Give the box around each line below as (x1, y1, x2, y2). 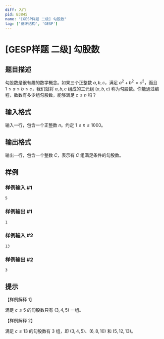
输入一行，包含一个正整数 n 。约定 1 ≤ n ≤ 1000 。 (5, 122, 106, 128)
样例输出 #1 (5, 208, 32, 215)
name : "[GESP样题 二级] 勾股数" (5, 16, 67, 21)
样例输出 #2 (5, 256, 34, 263)
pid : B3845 (5, 12, 28, 17)
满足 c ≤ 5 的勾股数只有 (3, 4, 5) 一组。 (5, 307, 84, 313)
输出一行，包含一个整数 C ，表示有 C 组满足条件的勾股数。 (5, 152, 124, 158)
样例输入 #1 (5, 184, 32, 191)
